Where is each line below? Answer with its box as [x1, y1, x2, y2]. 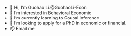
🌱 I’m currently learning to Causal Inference [9, 15, 100, 20]
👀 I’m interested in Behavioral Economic [9, 10, 92, 16]
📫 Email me [9, 26, 35, 31]
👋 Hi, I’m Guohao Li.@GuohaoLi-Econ [9, 5, 87, 10]
